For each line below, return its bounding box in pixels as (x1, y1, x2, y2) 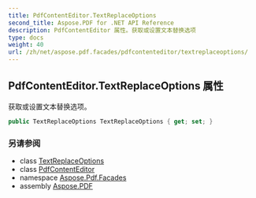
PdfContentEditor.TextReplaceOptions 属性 (8, 80, 224, 93)
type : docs (8, 33, 44, 42)
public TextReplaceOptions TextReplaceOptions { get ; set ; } (8, 118, 213, 125)
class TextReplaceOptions (19, 155, 105, 166)
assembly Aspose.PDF (19, 181, 93, 190)
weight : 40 (8, 41, 44, 49)
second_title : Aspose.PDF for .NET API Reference (8, 19, 175, 27)
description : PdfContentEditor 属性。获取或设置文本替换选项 (8, 26, 197, 34)
